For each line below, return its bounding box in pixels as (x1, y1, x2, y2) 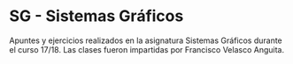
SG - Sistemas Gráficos (9, 6, 184, 26)
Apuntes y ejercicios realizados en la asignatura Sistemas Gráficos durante (9, 35, 283, 46)
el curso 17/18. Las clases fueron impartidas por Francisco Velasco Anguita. (9, 44, 285, 54)
